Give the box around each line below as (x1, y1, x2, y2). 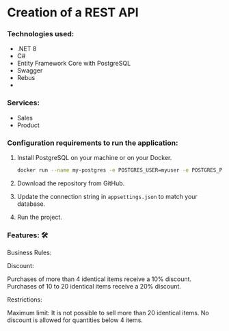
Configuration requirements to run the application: (7, 138, 178, 148)
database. (16, 200, 46, 208)
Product (16, 121, 40, 129)
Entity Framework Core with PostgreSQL (16, 59, 131, 68)
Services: (7, 98, 40, 107)
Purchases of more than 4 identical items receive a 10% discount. (7, 275, 192, 283)
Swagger (16, 66, 43, 75)
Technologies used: (7, 29, 75, 39)
